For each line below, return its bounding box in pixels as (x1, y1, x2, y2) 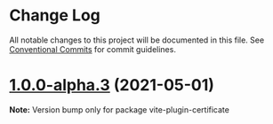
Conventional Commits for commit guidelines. (9, 43, 176, 54)
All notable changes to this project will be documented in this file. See (9, 35, 265, 45)
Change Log (9, 5, 100, 26)
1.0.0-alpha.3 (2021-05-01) (9, 75, 215, 96)
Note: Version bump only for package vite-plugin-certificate (9, 104, 229, 115)
